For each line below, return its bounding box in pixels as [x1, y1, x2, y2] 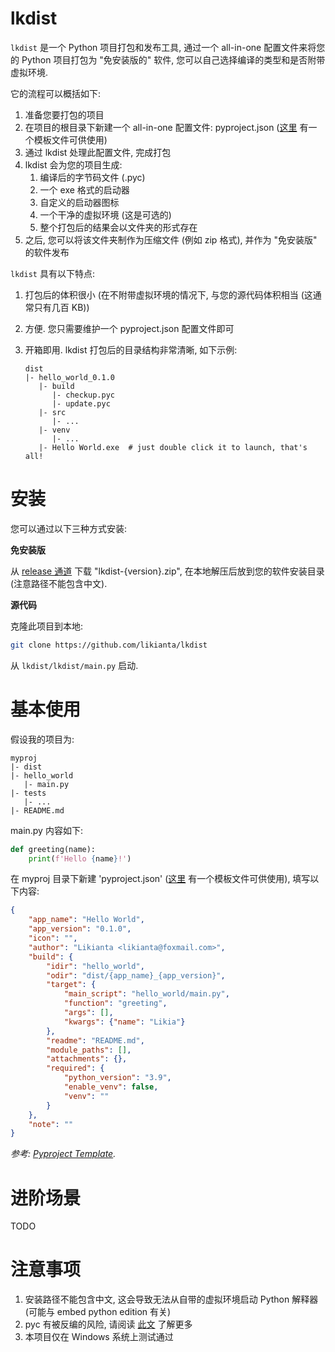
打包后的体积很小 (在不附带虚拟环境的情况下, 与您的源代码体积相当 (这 [24, 288, 313, 301]
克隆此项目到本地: [10, 620, 84, 632]
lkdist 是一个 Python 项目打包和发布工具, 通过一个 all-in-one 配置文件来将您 [10, 41, 326, 53]
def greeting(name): [10, 844, 97, 854]
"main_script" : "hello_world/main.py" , [63, 989, 230, 999]
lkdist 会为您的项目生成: [24, 158, 123, 171]
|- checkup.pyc [51, 390, 115, 400]
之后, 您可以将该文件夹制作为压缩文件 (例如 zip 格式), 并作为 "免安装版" [24, 233, 318, 246]
